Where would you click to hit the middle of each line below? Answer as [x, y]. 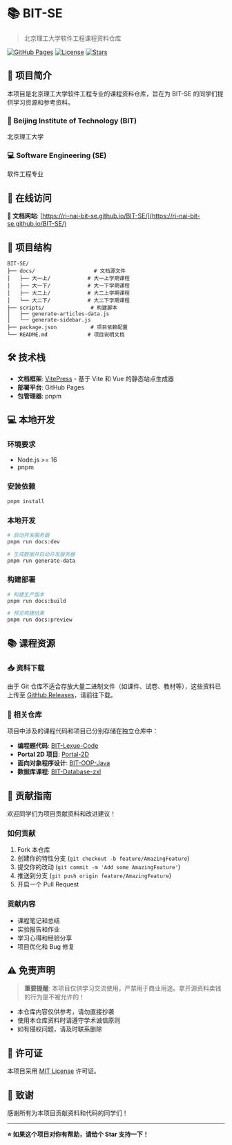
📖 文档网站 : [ [25, 216]
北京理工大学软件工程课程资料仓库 [72, 38]
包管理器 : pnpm [39, 396]
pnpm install [26, 501]
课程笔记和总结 [38, 920]
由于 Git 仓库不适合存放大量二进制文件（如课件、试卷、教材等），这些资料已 [114, 686]
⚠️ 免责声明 [31, 971]
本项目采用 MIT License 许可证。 [54, 1071]
